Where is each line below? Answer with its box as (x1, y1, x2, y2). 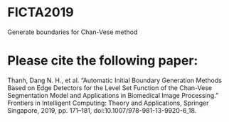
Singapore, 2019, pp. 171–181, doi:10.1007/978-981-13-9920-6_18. (7, 106, 197, 114)
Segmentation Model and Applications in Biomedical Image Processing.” (7, 91, 219, 99)
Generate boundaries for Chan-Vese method (7, 28, 138, 36)
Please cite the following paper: (7, 52, 198, 69)
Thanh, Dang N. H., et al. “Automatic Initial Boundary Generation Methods (7, 76, 223, 84)
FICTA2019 (7, 4, 74, 21)
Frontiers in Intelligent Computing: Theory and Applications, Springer (7, 99, 209, 107)
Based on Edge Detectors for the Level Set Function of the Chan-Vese (7, 83, 212, 92)
